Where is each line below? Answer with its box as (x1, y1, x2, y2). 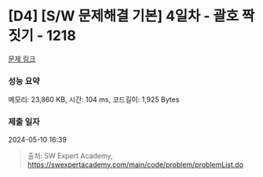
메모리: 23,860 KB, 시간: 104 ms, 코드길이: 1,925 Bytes (8, 95, 180, 104)
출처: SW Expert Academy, (27, 150, 113, 161)
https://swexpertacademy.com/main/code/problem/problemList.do (27, 160, 244, 169)
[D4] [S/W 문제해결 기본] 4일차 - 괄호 (8, 7, 239, 25)
